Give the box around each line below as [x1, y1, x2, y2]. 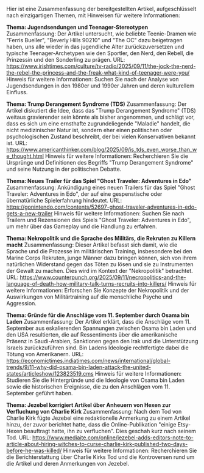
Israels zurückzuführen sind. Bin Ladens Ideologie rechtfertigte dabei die [6, 344, 189, 351]
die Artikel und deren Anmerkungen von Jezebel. [6, 460, 130, 467]
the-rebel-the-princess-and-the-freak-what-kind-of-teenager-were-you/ [6, 69, 190, 76]
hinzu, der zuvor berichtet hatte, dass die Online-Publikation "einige [6, 421, 177, 428]
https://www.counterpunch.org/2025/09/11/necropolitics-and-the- [19, 274, 187, 281]
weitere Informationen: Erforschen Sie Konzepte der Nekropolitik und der [6, 287, 189, 294]
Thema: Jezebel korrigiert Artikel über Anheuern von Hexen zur [6, 401, 171, 409]
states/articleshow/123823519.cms [6, 370, 94, 377]
